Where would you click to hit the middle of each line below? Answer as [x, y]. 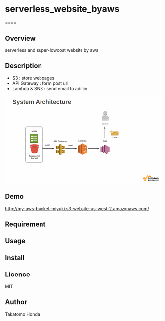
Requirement [25, 224]
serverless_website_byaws [62, 9]
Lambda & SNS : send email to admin [50, 88]
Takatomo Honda [23, 314]
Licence [18, 275]
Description [23, 66]
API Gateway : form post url [40, 83]
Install [15, 258]
